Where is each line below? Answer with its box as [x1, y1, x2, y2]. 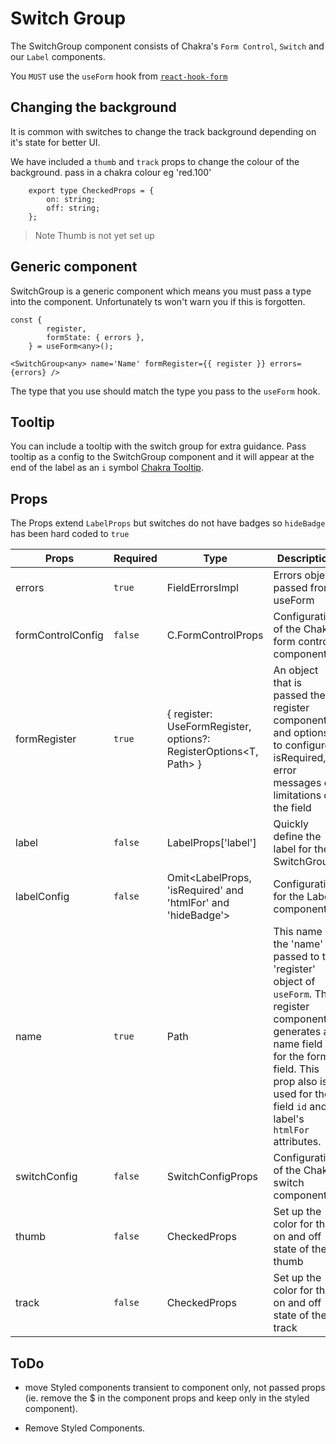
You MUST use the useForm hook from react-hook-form [10, 70, 228, 82]
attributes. [273, 1135, 322, 1149]
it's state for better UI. [10, 136, 101, 148]
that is [273, 676, 303, 690]
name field [273, 1037, 323, 1051]
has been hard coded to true [10, 528, 130, 540]
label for [273, 842, 312, 856]
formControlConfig [15, 628, 104, 642]
